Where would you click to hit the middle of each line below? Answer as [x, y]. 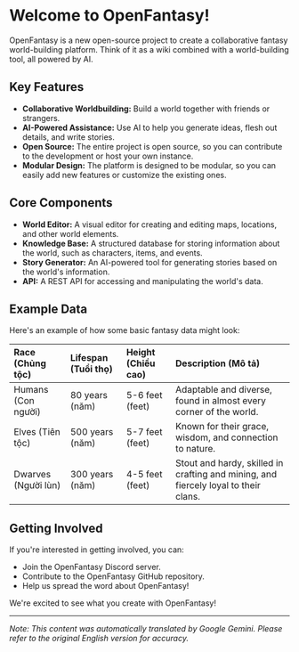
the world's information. [66, 272]
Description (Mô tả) [218, 363]
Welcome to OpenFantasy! [109, 16]
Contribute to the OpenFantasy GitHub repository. [113, 576]
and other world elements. [70, 233]
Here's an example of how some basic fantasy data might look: [125, 330]
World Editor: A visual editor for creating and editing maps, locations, [149, 224]
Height [141, 353]
